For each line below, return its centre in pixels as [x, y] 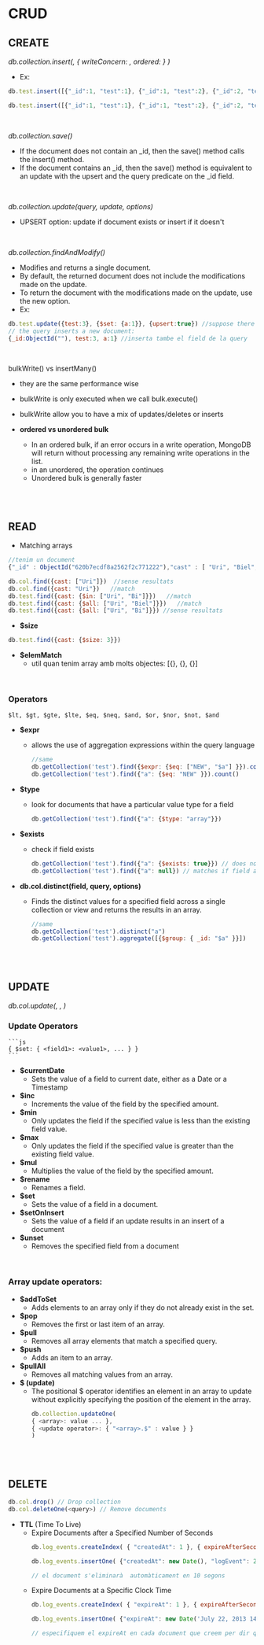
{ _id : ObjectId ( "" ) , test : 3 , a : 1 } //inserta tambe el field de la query [128, 338]
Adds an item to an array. [72, 1357]
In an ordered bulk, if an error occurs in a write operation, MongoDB [141, 444]
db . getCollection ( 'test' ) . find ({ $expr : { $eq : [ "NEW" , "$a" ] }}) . [140, 767]
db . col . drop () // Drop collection [65, 1502]
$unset [31, 1238]
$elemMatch [41, 655]
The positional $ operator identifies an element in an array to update [141, 1391]
